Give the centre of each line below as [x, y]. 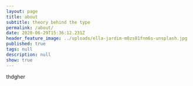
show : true [19, 60]
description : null [28, 55]
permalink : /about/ [30, 28]
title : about [22, 17]
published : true [26, 44]
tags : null [19, 49]
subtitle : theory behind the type [48, 22]
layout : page [22, 11]
